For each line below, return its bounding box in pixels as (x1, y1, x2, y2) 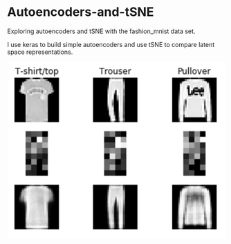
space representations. (7, 48, 73, 56)
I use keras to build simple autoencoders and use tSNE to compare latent (7, 40, 215, 48)
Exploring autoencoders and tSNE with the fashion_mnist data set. (7, 27, 196, 35)
